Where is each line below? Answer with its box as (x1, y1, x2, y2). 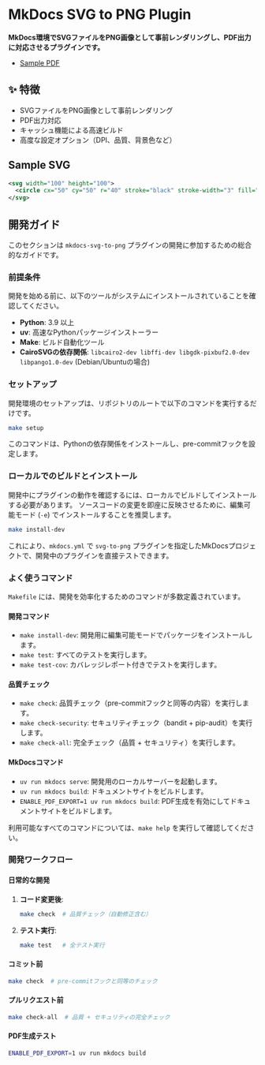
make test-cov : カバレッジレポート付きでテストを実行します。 (19, 660, 222, 670)
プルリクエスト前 (8, 996, 64, 1005)
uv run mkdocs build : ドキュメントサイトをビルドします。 (19, 787, 208, 796)
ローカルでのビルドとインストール (8, 471, 138, 482)
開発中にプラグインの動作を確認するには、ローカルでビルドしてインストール (8, 490, 257, 499)
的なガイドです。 (8, 250, 63, 260)
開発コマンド (8, 611, 50, 621)
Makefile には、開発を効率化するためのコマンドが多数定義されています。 (8, 592, 245, 601)
